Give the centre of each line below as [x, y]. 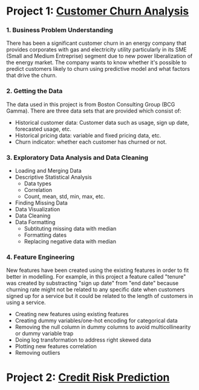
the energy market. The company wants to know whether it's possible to [96, 62]
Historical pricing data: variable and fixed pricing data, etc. [88, 135]
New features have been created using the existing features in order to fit [98, 270]
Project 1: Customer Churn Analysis [98, 11]
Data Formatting [35, 222]
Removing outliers [38, 353]
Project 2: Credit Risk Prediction [88, 377]
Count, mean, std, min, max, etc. [64, 197]
